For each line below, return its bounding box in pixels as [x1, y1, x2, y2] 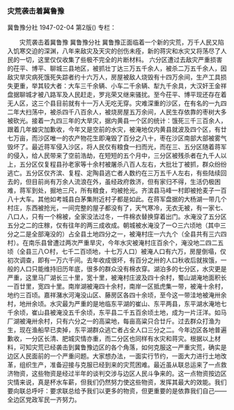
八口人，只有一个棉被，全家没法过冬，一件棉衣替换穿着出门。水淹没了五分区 [7, 213, 227, 221]
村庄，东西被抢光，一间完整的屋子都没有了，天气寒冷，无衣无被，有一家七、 [7, 204, 227, 212]
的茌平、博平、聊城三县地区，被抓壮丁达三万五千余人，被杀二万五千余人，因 [7, 64, 227, 73]
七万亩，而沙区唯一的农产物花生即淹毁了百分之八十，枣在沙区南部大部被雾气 [7, 134, 227, 142]
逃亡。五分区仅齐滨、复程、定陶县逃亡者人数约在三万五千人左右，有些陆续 [7, 169, 221, 177]
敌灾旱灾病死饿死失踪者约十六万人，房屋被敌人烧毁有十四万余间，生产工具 [7, 73, 221, 82]
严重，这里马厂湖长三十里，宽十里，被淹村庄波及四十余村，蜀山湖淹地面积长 [7, 273, 227, 282]
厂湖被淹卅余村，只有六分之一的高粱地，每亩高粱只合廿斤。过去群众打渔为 [7, 317, 221, 326]
